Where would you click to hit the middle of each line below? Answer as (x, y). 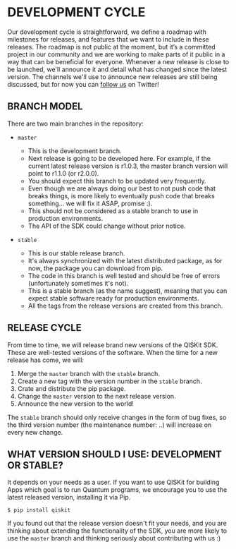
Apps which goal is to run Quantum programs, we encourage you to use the (117, 490)
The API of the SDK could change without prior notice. (107, 226)
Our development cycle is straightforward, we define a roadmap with (107, 32)
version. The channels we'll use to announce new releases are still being (112, 77)
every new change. (35, 432)
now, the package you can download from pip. (95, 268)
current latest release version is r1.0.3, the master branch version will (128, 166)
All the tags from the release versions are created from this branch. (125, 306)
